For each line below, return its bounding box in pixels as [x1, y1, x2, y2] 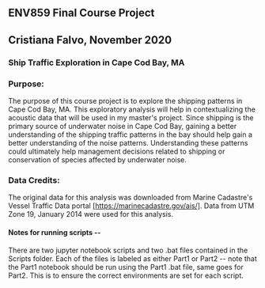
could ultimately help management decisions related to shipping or [8, 146, 225, 156]
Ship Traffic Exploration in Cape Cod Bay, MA [8, 57, 185, 68]
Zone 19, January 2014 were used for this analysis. [8, 210, 174, 219]
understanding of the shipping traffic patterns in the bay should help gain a [8, 130, 253, 139]
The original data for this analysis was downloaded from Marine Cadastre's [8, 193, 253, 203]
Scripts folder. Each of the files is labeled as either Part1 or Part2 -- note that [8, 253, 257, 263]
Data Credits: [8, 174, 61, 185]
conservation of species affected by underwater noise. [8, 155, 187, 165]
